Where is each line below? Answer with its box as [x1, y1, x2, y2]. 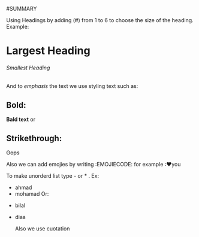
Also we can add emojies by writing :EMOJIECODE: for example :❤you [6, 161, 181, 168]
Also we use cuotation [14, 225, 70, 232]
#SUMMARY [6, 5, 37, 12]
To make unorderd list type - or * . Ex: [6, 172, 99, 180]
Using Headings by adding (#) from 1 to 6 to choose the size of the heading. [6, 17, 194, 23]
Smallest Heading [6, 64, 50, 71]
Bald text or [6, 116, 36, 123]
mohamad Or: [14, 190, 49, 197]
